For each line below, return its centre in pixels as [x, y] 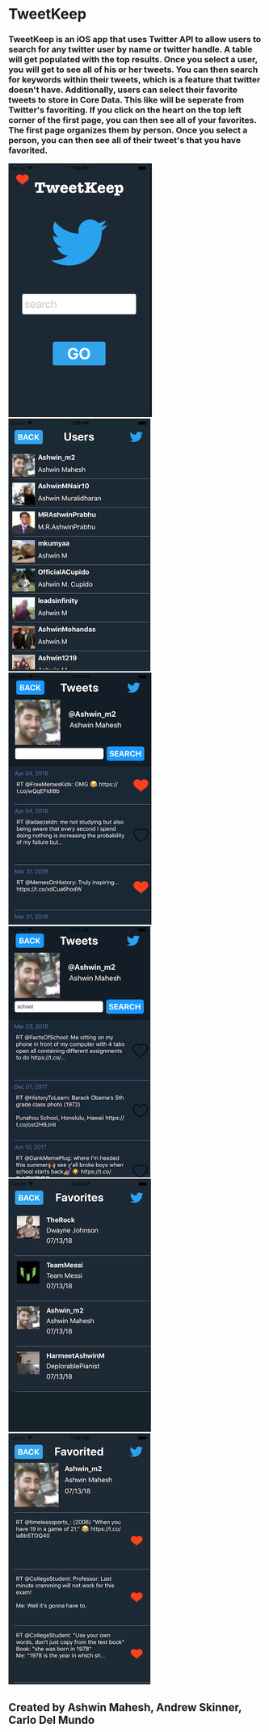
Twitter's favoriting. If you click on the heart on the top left [125, 110]
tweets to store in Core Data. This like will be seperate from [126, 100]
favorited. [28, 150]
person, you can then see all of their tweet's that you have [124, 141]
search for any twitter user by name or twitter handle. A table [130, 49]
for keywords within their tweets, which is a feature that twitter [134, 80]
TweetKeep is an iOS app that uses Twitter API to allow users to [135, 40]
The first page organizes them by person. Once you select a [128, 130]
